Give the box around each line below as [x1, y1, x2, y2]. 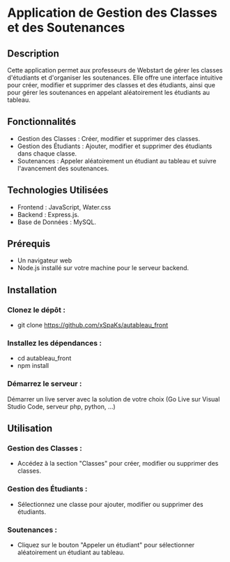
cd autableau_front [17, 354, 72, 362]
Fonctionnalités [7, 116, 77, 128]
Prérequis [7, 238, 51, 250]
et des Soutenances [7, 20, 125, 36]
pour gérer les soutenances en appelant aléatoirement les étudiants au [7, 89, 210, 96]
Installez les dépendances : [7, 339, 102, 348]
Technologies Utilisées [7, 184, 109, 196]
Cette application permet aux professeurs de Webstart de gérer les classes [7, 66, 223, 74]
